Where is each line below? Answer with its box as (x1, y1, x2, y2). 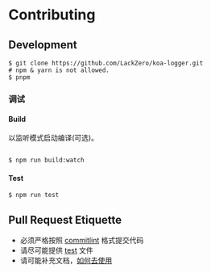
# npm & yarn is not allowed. (8, 66, 110, 74)
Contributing (8, 6, 96, 24)
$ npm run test (8, 191, 60, 199)
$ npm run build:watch (8, 156, 85, 165)
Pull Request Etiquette (8, 212, 122, 227)
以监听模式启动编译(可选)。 (8, 133, 99, 143)
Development (8, 38, 78, 52)
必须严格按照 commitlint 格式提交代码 (19, 236, 144, 246)
